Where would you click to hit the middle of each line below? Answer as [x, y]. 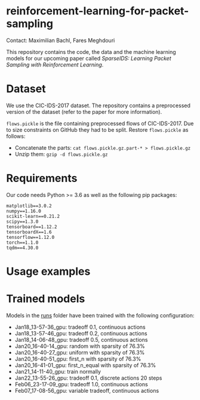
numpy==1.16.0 [24, 211]
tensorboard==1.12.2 [32, 227]
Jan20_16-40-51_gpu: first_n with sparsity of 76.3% [78, 359]
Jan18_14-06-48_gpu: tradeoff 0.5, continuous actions [81, 340]
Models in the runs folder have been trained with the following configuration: [100, 315]
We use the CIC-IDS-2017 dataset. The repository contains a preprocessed [99, 105]
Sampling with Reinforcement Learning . [55, 65]
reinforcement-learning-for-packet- [98, 11]
